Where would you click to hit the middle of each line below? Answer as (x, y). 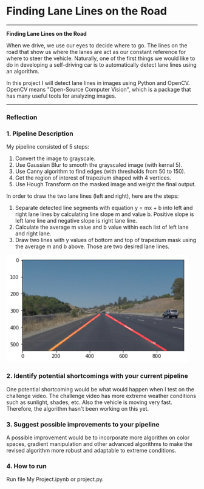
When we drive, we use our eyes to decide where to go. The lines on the (97, 45)
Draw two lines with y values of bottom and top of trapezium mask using (106, 240)
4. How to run (26, 466)
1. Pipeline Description (40, 133)
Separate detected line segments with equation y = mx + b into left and (104, 208)
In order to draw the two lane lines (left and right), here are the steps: (93, 196)
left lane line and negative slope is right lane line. (76, 221)
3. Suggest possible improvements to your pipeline (83, 424)
